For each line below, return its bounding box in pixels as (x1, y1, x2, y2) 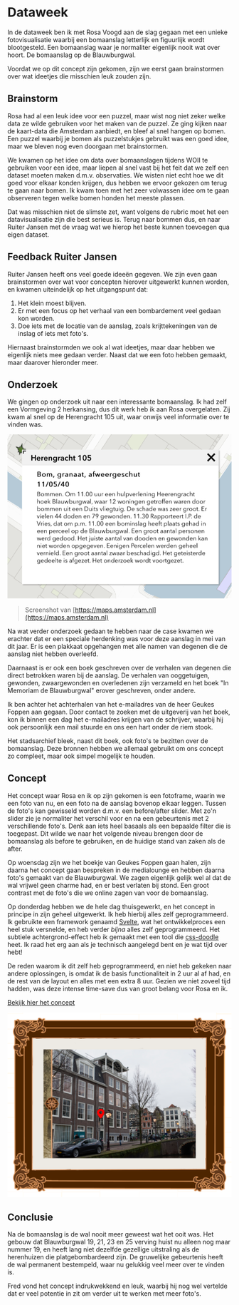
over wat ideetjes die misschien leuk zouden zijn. (7, 72, 152, 81)
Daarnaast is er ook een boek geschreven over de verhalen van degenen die (7, 663, 232, 672)
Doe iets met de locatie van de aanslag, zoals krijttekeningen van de (17, 322, 218, 330)
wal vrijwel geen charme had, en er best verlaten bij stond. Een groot (7, 881, 209, 889)
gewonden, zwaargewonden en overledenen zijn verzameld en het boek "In (7, 678, 229, 687)
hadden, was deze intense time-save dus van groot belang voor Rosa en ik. (7, 984, 228, 993)
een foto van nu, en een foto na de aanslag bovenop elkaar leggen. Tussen (7, 799, 227, 807)
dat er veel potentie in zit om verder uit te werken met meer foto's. (7, 1289, 201, 1298)
